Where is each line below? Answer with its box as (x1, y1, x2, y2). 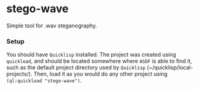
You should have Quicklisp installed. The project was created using (6, 51, 176, 58)
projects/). (6, 71, 32, 78)
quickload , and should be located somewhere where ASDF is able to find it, (6, 57, 192, 65)
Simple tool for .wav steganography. (6, 22, 98, 29)
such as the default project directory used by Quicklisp (6, 64, 146, 71)
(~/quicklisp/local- (147, 64, 194, 71)
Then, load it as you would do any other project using (33, 71, 168, 78)
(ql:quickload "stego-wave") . (6, 77, 82, 84)
